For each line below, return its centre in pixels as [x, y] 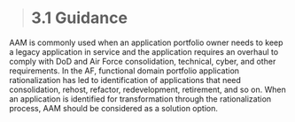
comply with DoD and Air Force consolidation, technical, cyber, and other [143, 61]
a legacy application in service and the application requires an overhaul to [144, 51]
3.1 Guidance [79, 18]
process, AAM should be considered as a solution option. [114, 108]
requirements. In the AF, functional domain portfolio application [124, 71]
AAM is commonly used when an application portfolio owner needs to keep [146, 42]
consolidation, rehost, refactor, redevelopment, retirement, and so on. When [147, 89]
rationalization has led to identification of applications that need [125, 80]
